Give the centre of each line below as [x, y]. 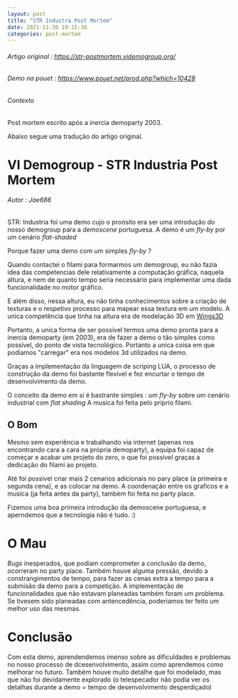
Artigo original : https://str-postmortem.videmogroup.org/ [92, 56]
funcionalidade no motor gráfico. [55, 288]
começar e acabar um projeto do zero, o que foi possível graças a [104, 457]
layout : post [27, 14]
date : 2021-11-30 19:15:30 [47, 27]
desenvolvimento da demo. [47, 381]
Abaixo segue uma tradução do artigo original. [75, 136]
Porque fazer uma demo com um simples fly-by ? [79, 251]
